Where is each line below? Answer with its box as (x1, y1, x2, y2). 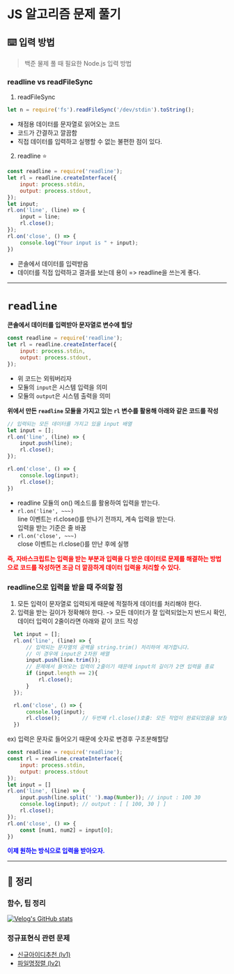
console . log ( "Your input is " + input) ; (19, 239, 139, 246)
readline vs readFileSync (7, 77, 93, 87)
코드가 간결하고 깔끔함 (17, 128, 78, 137)
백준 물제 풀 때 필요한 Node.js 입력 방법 (24, 59, 132, 67)
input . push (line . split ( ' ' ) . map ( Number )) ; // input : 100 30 (19, 794, 201, 802)
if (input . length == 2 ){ (25, 670, 98, 677)
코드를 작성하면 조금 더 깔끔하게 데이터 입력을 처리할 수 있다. (19, 563, 181, 571)
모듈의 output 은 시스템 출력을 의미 (17, 392, 111, 400)
